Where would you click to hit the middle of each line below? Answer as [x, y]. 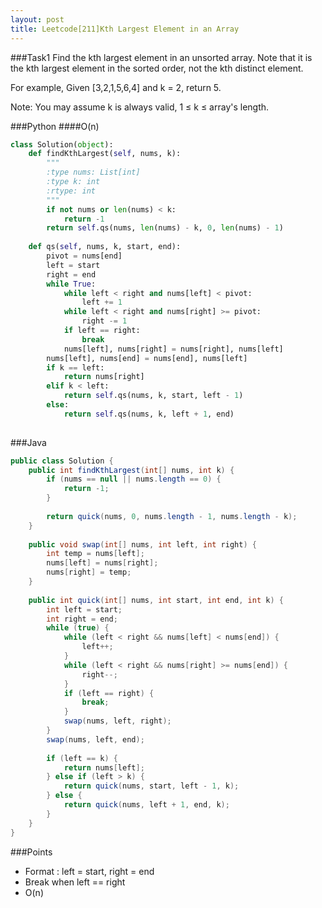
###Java [28, 442]
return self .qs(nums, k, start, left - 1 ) [153, 396]
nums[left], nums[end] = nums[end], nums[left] [147, 358]
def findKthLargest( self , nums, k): [105, 154]
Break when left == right [75, 882]
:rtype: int [71, 191]
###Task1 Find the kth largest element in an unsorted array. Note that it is [161, 57]
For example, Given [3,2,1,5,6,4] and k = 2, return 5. [116, 87]
